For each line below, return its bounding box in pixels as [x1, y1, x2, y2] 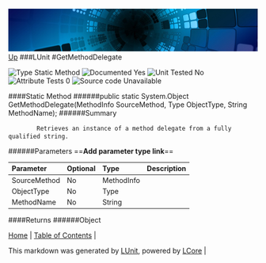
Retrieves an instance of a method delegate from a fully [36, 124, 232, 132]
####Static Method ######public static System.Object [8, 91, 189, 101]
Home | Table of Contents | [8, 231, 97, 240]
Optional [66, 164, 97, 173]
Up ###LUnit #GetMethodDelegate [8, 52, 123, 62]
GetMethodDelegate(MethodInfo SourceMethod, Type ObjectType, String [8, 100, 248, 109]
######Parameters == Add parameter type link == [8, 146, 174, 155]
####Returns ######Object [8, 215, 101, 224]
